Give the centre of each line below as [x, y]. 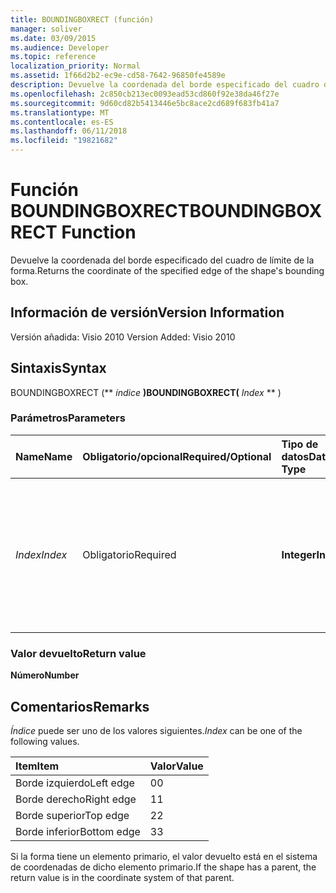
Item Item [37, 766]
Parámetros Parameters [68, 418]
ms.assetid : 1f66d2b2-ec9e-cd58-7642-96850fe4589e [118, 76]
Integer [299, 554]
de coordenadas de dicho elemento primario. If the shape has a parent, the [163, 867]
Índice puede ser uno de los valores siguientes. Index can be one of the [156, 730]
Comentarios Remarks [80, 706]
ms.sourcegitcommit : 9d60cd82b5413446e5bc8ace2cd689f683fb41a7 [145, 103]
